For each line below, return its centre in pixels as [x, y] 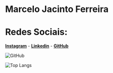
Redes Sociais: [36, 32]
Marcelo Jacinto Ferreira [57, 9]
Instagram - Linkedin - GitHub [37, 46]
